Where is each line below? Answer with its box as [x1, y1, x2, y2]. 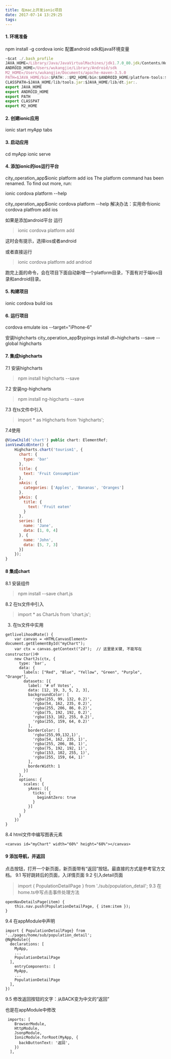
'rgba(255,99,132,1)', [32, 732, 81, 738]
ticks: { [32, 791, 51, 796]
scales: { [23, 781, 44, 787]
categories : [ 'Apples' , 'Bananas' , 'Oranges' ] [23, 485, 124, 491]
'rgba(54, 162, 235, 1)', [32, 737, 88, 742]
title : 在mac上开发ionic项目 [5, 7, 63, 13]
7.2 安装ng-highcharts [5, 386, 51, 392]
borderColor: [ [27, 728, 60, 733]
